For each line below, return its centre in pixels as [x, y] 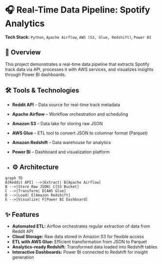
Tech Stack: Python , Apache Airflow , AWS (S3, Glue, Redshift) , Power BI [78, 37]
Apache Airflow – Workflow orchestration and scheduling [70, 114]
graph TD [14, 178]
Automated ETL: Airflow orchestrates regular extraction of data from [81, 226]
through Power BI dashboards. [36, 75]
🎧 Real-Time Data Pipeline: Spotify [78, 10]
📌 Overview [23, 52]
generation [23, 257]
